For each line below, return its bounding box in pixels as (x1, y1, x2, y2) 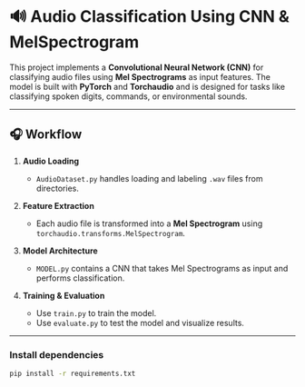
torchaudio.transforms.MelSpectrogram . (35, 227, 186, 238)
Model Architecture (22, 245, 98, 256)
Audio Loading (22, 155, 80, 166)
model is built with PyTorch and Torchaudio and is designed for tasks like (9, 81, 286, 92)
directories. (35, 183, 79, 193)
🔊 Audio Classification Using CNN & (9, 6, 290, 27)
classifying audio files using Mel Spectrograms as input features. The (9, 71, 271, 82)
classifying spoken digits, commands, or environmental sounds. (9, 91, 248, 102)
